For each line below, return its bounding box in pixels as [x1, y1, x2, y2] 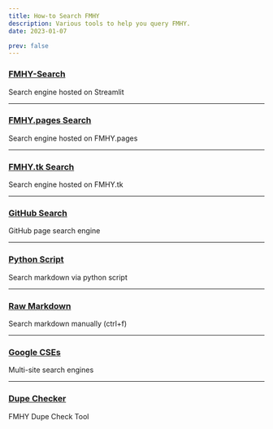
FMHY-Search [8, 68, 66, 80]
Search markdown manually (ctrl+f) [8, 318, 128, 329]
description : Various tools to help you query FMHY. [8, 19, 191, 28]
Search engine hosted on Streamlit [8, 87, 124, 97]
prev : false [8, 41, 49, 50]
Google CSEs [8, 346, 61, 357]
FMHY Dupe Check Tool [8, 411, 89, 421]
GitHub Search [8, 208, 67, 219]
